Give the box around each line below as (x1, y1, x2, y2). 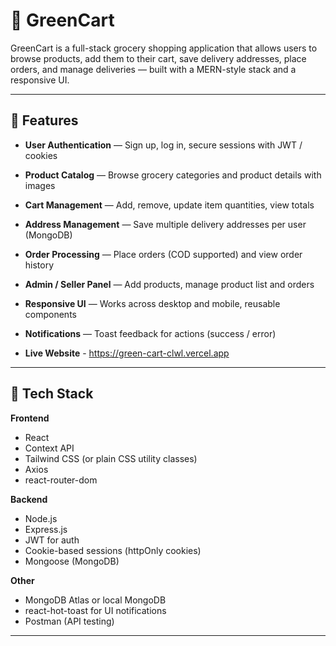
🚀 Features (10, 112, 79, 129)
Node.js (24, 512, 58, 524)
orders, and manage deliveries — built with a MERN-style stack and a (10, 63, 297, 75)
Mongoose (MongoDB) (24, 555, 120, 567)
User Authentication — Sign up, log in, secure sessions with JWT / (24, 139, 303, 151)
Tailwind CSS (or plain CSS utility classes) (24, 452, 198, 464)
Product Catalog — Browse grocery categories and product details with (24, 169, 322, 181)
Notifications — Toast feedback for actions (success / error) (24, 327, 277, 339)
